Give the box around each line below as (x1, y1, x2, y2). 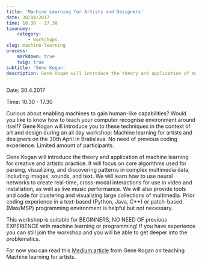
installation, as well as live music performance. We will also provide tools (6, 186, 186, 193)
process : (6, 48, 28, 54)
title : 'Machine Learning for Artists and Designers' (6, 8, 144, 15)
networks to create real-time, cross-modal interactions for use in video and (6, 179, 192, 186)
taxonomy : (6, 25, 31, 32)
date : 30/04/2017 (6, 14, 50, 20)
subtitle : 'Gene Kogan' (6, 64, 66, 71)
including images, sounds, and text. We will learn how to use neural (6, 172, 173, 180)
